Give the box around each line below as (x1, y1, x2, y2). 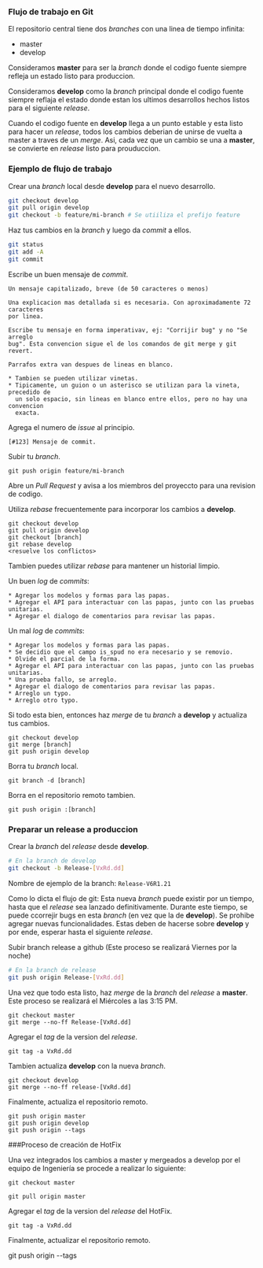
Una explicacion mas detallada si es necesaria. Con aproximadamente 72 (8, 298, 251, 306)
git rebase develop (8, 540, 72, 548)
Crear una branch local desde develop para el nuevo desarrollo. (8, 181, 216, 191)
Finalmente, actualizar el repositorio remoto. (8, 1235, 151, 1244)
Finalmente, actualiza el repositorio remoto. (8, 1097, 148, 1107)
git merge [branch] (8, 740, 72, 748)
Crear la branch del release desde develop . (8, 842, 149, 851)
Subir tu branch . (8, 451, 61, 461)
